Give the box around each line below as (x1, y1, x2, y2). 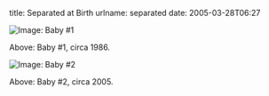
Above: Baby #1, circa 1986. (9, 42, 111, 52)
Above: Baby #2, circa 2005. (9, 76, 114, 87)
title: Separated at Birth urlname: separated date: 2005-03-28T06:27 (9, 8, 261, 18)
